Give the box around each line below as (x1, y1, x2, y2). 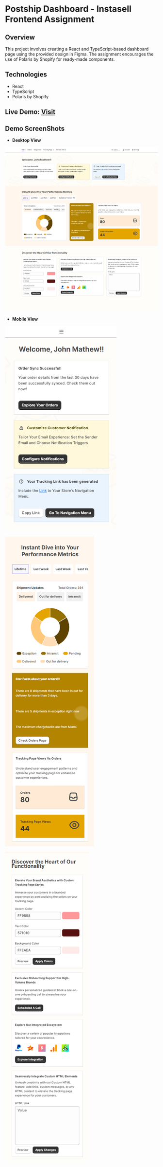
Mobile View (12, 316, 38, 322)
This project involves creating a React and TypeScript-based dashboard (5, 46, 149, 52)
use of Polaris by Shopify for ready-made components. (5, 56, 115, 62)
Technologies (5, 71, 48, 79)
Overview (5, 33, 35, 41)
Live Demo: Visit (5, 108, 56, 116)
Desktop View (12, 137, 41, 143)
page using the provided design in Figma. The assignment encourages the (5, 51, 154, 57)
